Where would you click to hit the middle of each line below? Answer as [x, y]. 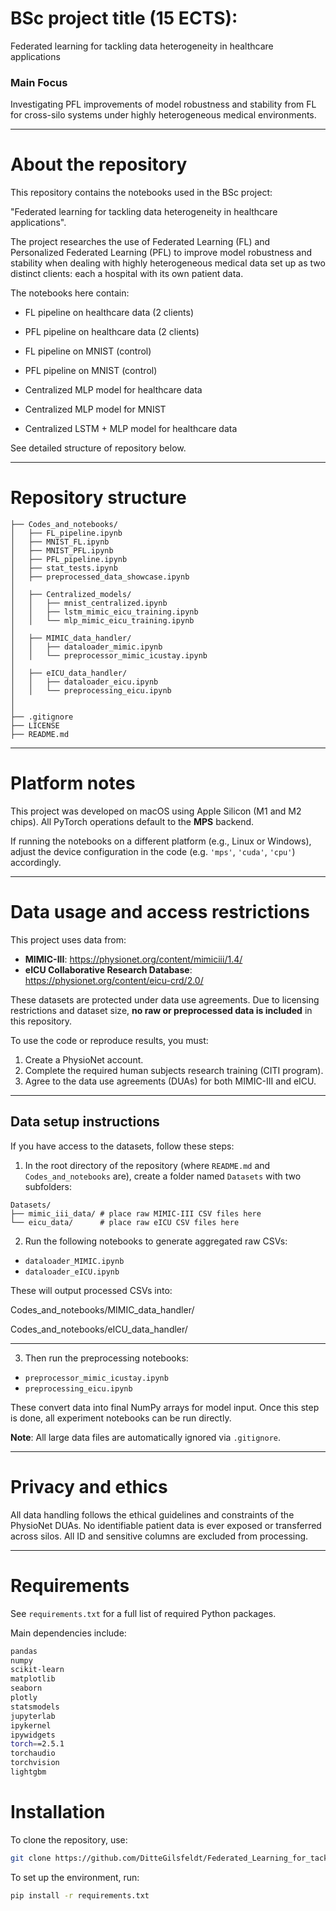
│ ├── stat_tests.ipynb [64, 568]
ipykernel [31, 1725]
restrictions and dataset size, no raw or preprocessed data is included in [161, 1010]
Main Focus [39, 82]
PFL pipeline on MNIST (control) [91, 371]
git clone [31, 1858]
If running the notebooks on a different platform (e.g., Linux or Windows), [161, 841]
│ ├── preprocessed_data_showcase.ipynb [100, 577]
